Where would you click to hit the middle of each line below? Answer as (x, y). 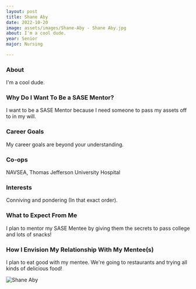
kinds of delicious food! (34, 268)
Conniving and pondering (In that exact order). (62, 200)
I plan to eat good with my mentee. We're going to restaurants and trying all (97, 262)
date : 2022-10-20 (27, 22)
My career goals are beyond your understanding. (65, 144)
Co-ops (17, 160)
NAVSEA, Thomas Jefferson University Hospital (63, 173)
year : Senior (22, 39)
